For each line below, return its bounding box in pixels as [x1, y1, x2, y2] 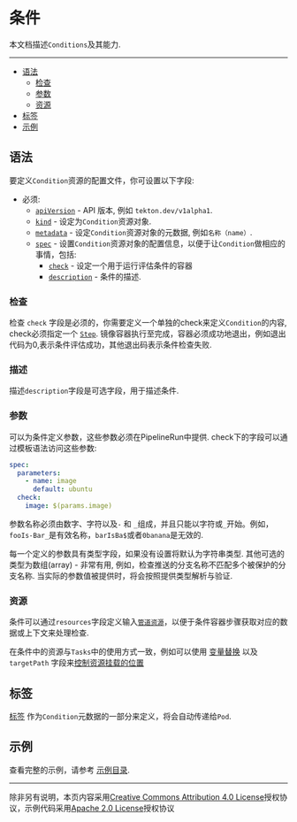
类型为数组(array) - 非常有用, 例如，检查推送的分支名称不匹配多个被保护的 [9, 559, 278, 570]
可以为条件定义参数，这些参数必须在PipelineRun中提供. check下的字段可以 [9, 431, 280, 442]
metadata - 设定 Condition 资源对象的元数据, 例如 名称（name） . [34, 227, 253, 237]
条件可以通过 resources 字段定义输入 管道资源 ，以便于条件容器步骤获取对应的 [9, 617, 281, 627]
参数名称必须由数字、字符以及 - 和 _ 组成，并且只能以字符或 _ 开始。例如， [9, 519, 274, 529]
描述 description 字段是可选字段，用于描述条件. [9, 386, 179, 396]
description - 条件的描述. [48, 271, 141, 281]
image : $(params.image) [25, 502, 113, 511]
